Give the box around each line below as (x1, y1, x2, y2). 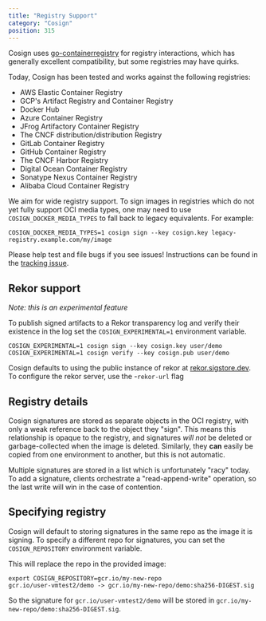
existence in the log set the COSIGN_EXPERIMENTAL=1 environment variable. (8, 326, 247, 336)
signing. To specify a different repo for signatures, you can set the (8, 535, 225, 544)
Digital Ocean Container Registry (19, 164, 127, 174)
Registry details (8, 394, 88, 408)
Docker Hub (19, 105, 60, 114)
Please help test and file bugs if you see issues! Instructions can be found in (8, 250, 258, 259)
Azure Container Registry (19, 113, 104, 123)
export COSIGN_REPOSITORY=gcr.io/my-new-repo (8, 574, 162, 583)
